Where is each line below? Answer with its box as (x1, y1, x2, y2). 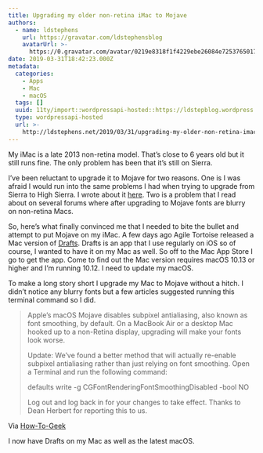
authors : (8, 19, 37, 27)
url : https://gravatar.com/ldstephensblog (22, 33, 163, 42)
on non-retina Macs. (8, 206, 74, 216)
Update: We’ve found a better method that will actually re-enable (27, 350, 236, 360)
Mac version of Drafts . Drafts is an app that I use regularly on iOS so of (8, 238, 236, 248)
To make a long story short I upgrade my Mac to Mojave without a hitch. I (8, 278, 244, 288)
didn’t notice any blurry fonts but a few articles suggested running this (8, 287, 235, 296)
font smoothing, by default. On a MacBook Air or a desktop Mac (27, 318, 233, 328)
